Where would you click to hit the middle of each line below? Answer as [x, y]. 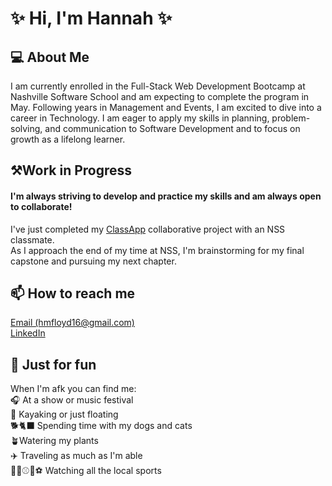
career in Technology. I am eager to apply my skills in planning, [140, 118]
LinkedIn [28, 333]
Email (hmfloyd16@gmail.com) [72, 323]
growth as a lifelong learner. [68, 139]
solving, [26, 128]
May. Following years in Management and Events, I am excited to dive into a [166, 107]
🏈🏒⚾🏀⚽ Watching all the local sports [86, 471]
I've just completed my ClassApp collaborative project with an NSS [148, 229]
